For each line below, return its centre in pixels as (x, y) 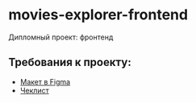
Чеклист (35, 90)
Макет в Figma (45, 81)
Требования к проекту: (70, 62)
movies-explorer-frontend (98, 15)
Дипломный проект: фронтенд (61, 37)
